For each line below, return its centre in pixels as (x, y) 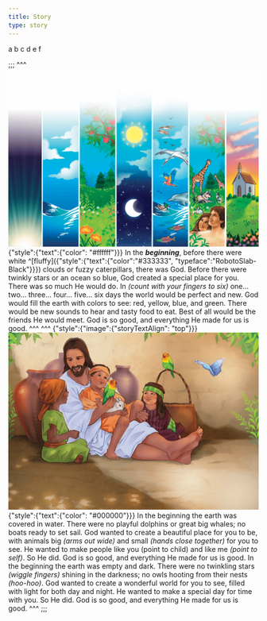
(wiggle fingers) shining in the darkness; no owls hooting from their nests (128, 575)
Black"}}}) (25, 269)
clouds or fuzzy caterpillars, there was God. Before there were (145, 269)
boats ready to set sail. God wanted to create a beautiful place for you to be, (133, 533)
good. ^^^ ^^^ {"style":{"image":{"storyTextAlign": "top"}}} (103, 328)
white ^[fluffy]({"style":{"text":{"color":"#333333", (91, 260)
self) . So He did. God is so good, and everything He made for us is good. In (131, 558)
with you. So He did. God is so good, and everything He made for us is (123, 600)
